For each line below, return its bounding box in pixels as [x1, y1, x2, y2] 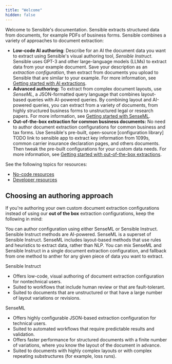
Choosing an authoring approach [5, 191, 113, 200]
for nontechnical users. [12, 279, 62, 285]
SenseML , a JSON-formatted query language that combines [12, 91, 140, 97]
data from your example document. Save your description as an [12, 64, 148, 70]
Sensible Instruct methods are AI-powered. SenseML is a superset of [5, 231, 151, 238]
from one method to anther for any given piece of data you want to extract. [5, 253, 164, 260]
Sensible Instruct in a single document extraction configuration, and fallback [5, 248, 167, 254]
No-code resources [12, 171, 55, 177]
